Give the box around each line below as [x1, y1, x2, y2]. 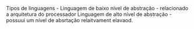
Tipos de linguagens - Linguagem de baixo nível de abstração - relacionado [6, 5, 189, 11]
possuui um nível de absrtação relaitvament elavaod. [6, 17, 133, 23]
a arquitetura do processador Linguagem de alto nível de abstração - [6, 11, 172, 18]
